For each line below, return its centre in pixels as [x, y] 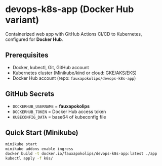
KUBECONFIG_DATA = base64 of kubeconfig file [59, 117]
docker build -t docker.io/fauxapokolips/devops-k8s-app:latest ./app [81, 154]
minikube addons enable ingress [39, 149]
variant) [22, 20]
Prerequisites [27, 55]
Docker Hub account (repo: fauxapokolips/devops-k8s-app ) [74, 78]
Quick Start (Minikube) [42, 132]
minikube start [21, 144]
